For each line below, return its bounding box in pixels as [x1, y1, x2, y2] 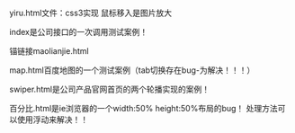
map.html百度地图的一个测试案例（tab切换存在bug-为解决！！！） [9, 65, 255, 75]
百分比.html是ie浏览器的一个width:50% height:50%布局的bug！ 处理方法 [9, 102, 279, 113]
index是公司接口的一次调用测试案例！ [9, 26, 148, 37]
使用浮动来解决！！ [16, 114, 88, 125]
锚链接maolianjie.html [9, 45, 89, 56]
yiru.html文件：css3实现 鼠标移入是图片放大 [9, 7, 173, 18]
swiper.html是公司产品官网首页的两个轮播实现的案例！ [9, 84, 210, 94]
